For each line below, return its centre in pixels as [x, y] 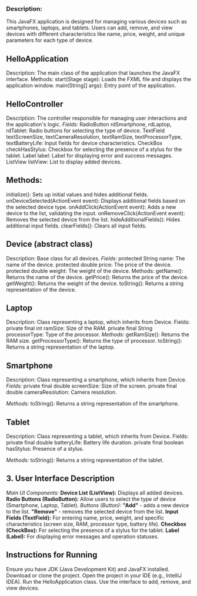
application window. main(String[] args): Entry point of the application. [91, 86]
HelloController [35, 104]
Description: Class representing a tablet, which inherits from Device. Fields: [97, 436]
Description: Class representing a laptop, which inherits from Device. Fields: [98, 322]
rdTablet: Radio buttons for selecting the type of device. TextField [86, 130]
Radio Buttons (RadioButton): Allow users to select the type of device [91, 499]
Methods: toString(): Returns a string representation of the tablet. [85, 460]
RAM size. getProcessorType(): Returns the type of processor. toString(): [94, 341]
